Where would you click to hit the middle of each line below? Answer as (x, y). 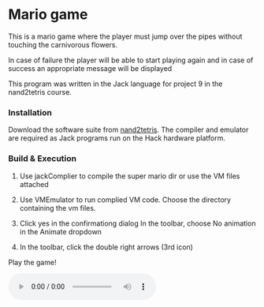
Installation (30, 112)
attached (34, 184)
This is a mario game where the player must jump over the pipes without (125, 36)
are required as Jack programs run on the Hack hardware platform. (117, 138)
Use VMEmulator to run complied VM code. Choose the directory (125, 200)
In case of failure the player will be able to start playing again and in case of (131, 60)
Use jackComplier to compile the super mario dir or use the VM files (130, 176)
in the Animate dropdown (61, 231)
